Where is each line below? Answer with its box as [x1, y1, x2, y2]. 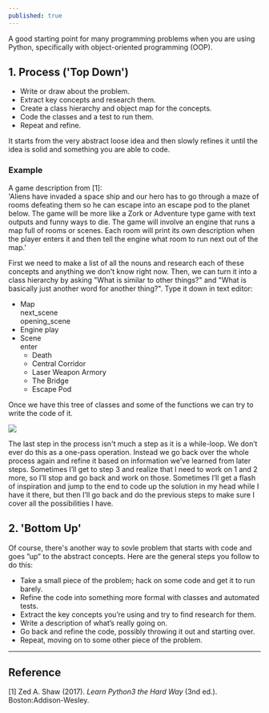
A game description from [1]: [8, 183, 102, 192]
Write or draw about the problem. [19, 87, 130, 96]
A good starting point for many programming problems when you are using [8, 34, 255, 43]
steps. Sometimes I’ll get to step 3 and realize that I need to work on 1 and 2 [8, 464, 258, 473]
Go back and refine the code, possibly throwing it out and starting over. [19, 626, 255, 636]
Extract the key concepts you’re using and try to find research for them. [19, 610, 256, 619]
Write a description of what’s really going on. [19, 618, 168, 627]
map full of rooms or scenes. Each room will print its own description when [8, 225, 255, 235]
